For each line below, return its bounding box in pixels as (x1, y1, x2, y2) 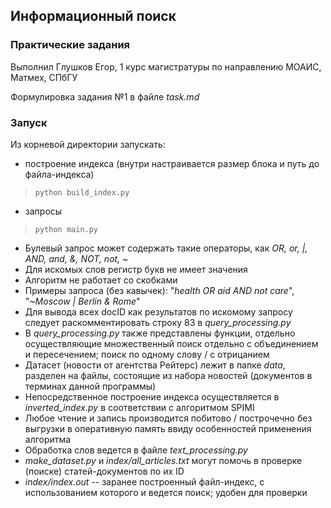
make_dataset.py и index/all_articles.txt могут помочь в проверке (24, 454, 303, 466)
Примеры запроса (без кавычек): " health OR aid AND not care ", (24, 284, 295, 296)
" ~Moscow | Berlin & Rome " (24, 295, 141, 307)
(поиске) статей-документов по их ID (24, 465, 185, 477)
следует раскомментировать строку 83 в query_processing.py (24, 316, 292, 328)
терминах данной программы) (24, 380, 157, 392)
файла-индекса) (24, 168, 95, 180)
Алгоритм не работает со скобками (24, 274, 178, 286)
